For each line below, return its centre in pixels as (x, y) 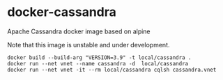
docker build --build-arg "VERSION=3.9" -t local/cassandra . (99, 57)
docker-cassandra (62, 12)
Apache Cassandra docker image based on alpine (79, 31)
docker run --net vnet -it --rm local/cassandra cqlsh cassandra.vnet (112, 70)
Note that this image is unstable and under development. (89, 45)
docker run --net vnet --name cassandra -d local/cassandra (98, 63)
